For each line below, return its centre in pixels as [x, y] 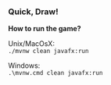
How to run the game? [45, 29]
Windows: [24, 66]
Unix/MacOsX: [31, 44]
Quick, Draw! [33, 12]
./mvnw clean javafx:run [48, 51]
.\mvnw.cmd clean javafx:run [55, 73]
